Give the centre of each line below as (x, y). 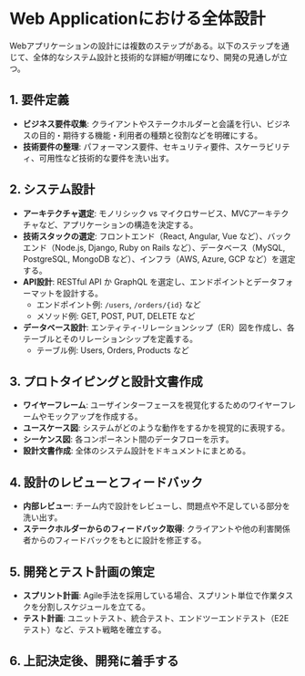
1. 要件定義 (40, 100)
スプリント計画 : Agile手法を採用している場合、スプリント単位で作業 (150, 595)
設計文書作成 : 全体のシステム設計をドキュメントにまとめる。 (137, 451)
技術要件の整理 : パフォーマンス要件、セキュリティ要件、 (128, 146)
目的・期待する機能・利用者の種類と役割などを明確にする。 (150, 135)
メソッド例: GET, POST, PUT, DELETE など (116, 316)
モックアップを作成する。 (95, 417)
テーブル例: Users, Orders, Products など (112, 350)
